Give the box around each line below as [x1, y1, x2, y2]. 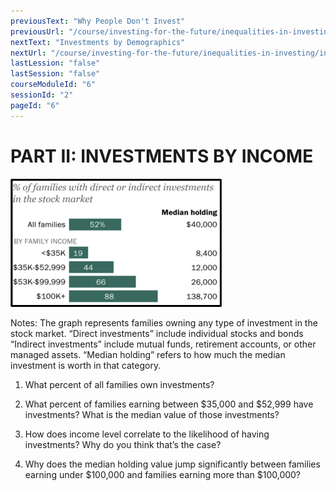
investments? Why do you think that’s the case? [24, 438, 222, 450]
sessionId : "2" [10, 90, 74, 100]
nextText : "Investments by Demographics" [10, 37, 186, 47]
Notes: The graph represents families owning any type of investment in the [10, 316, 318, 329]
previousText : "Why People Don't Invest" [10, 16, 186, 26]
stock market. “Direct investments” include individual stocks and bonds [10, 327, 304, 339]
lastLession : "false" [10, 58, 101, 69]
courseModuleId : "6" [10, 80, 97, 90]
